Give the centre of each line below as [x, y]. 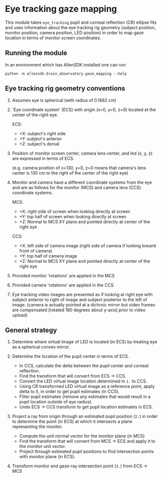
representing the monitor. [37, 427]
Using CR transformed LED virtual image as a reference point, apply [87, 386]
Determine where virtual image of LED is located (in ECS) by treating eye [85, 342]
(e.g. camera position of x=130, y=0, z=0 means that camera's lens [79, 168]
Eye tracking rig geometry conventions [65, 88]
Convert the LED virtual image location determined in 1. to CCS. [83, 381]
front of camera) [36, 251]
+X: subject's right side [42, 133]
